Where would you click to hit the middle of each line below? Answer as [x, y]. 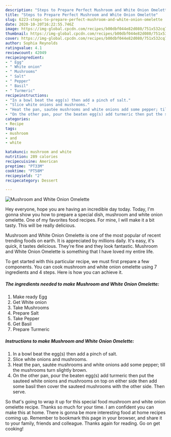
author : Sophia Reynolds [32, 43]
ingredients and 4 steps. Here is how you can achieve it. [64, 272]
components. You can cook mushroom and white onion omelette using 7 [81, 267]
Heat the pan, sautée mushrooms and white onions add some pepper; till [89, 365]
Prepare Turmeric [31, 329]
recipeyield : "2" [24, 176]
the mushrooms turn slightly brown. [50, 370]
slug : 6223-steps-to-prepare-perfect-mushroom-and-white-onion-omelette [84, 19]
